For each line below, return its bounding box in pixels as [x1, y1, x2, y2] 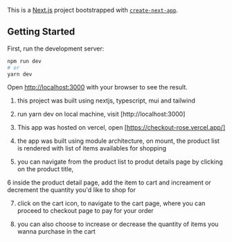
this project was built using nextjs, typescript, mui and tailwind [17, 96, 196, 105]
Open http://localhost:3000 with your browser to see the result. [7, 83, 188, 92]
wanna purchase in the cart [17, 227, 96, 236]
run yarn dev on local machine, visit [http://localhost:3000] [17, 110, 186, 119]
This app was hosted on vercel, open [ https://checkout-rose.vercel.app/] [17, 123, 226, 132]
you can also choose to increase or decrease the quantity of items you [17, 220, 219, 228]
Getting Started [7, 26, 75, 37]
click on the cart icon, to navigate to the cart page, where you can [17, 199, 206, 207]
